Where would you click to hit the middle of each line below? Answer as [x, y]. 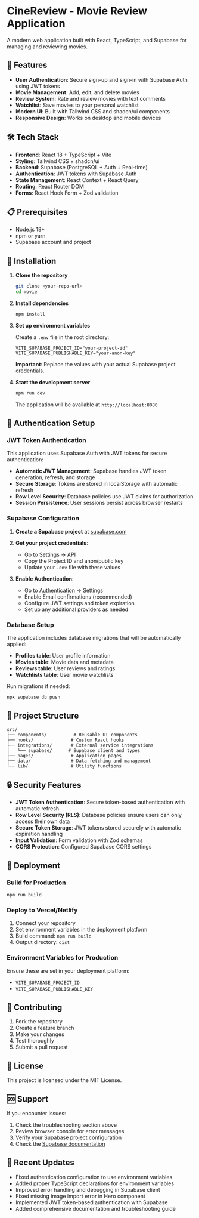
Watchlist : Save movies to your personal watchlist [77, 105]
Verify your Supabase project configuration [69, 1137]
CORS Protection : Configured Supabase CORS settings [83, 847]
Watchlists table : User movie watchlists [64, 674]
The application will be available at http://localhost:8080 [86, 405]
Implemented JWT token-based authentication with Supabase [91, 1202]
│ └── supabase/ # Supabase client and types [74, 750]
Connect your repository [46, 923]
